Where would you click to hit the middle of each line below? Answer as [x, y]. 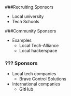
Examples [22, 40]
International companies [36, 84]
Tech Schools [26, 22]
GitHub [26, 89]
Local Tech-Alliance [39, 45]
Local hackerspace [38, 51]
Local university [28, 16]
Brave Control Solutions [43, 79]
